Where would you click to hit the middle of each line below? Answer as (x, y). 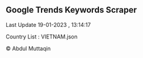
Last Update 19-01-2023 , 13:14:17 (48, 24)
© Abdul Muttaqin (28, 48)
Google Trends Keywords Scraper (71, 10)
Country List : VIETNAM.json (42, 37)
